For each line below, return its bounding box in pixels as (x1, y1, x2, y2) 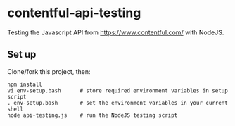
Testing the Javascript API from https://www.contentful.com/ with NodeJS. (7, 28, 224, 37)
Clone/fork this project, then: (7, 67, 91, 75)
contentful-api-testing (7, 5, 141, 21)
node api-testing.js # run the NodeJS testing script (7, 111, 178, 119)
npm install (7, 81, 42, 88)
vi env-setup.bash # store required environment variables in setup (7, 87, 229, 94)
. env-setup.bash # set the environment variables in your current (7, 99, 229, 106)
